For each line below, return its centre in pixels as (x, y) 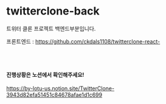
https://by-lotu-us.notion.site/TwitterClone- (60, 88)
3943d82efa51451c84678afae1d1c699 (54, 95)
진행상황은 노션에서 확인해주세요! (45, 74)
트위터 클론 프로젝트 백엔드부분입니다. (51, 28)
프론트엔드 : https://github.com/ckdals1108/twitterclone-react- (83, 41)
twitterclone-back (53, 11)
